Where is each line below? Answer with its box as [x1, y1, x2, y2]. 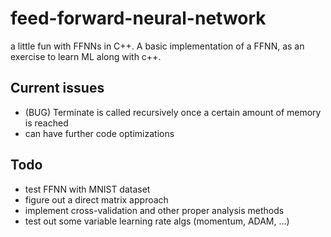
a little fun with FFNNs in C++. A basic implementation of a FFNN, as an [10, 40, 305, 52]
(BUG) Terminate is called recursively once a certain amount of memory [24, 106, 322, 118]
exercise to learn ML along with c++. [10, 50, 162, 62]
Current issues [10, 80, 105, 97]
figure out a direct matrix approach [24, 193, 169, 206]
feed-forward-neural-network [10, 7, 267, 30]
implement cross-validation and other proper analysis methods [24, 204, 285, 216]
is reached [24, 117, 69, 129]
